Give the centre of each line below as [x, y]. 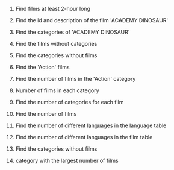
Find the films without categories [56, 44]
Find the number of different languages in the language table [91, 125]
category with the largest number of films [67, 160]
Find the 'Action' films [42, 67]
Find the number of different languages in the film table [84, 137]
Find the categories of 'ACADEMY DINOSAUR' [73, 32]
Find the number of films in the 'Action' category [76, 79]
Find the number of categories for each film [70, 102]
